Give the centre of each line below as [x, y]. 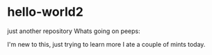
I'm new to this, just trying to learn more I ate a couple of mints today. [106, 44]
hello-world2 [45, 12]
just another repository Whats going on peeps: [74, 31]
